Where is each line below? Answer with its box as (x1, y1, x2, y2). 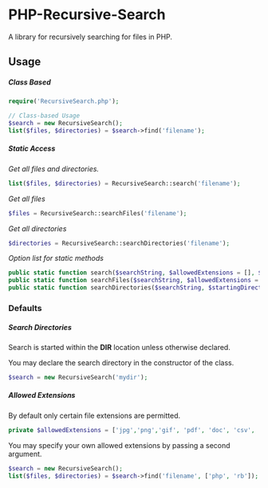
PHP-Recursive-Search (8, 6, 166, 24)
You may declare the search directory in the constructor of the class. (8, 357, 235, 368)
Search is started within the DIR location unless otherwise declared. (8, 342, 231, 352)
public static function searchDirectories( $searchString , (8, 284, 205, 292)
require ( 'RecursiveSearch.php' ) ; (8, 97, 120, 105)
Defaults (8, 302, 42, 313)
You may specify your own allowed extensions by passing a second (8, 440, 231, 450)
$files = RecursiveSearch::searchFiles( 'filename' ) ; (8, 209, 187, 217)
